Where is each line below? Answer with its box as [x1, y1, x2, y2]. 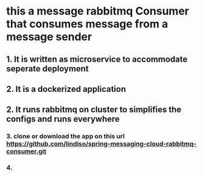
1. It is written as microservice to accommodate [6, 54, 188, 64]
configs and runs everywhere [6, 114, 120, 125]
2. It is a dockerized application [6, 83, 126, 94]
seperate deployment [6, 64, 89, 74]
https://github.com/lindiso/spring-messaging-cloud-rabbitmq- [6, 140, 197, 148]
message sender [6, 30, 92, 44]
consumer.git [6, 147, 47, 155]
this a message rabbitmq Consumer [6, 4, 189, 18]
